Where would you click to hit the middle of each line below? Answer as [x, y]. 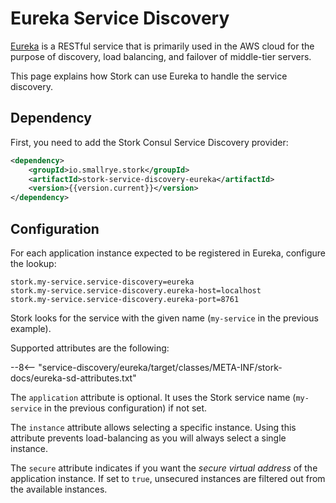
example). [31, 328]
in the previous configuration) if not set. [126, 408]
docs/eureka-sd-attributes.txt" [73, 378]
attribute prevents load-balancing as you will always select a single [148, 438]
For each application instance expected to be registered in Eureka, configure [168, 253]
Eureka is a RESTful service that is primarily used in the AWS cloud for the [162, 46]
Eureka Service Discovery [120, 18]
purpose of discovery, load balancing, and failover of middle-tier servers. [161, 56]
